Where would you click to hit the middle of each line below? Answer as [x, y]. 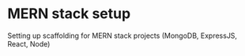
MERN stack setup [69, 14]
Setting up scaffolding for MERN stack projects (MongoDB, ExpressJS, [122, 35]
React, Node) [29, 43]
